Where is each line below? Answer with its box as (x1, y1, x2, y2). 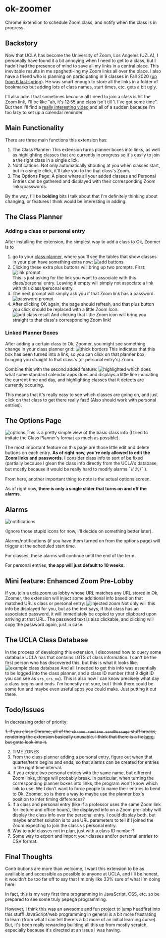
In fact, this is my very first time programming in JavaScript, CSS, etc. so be (5, 891, 160, 897)
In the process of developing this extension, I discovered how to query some (5, 649, 162, 655)
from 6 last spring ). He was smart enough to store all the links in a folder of (5, 78, 159, 84)
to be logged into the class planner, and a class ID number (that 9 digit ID (5, 670, 154, 676)
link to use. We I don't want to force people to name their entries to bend (12, 785, 161, 792)
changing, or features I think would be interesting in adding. (5, 198, 127, 204)
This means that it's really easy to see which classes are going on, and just (5, 392, 158, 398)
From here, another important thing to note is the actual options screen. (5, 476, 151, 482)
